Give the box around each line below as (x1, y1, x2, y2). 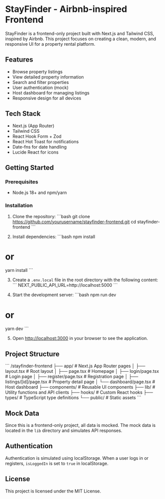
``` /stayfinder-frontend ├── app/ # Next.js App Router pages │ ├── (5, 363, 146, 369)
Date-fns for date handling (12, 144, 67, 150)
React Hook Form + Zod (12, 133, 62, 139)
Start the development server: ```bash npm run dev (12, 292, 116, 298)
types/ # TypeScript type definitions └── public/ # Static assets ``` (5, 395, 142, 401)
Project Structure (5, 349, 60, 358)
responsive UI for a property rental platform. (5, 41, 95, 47)
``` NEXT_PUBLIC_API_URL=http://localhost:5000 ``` (12, 282, 118, 288)
